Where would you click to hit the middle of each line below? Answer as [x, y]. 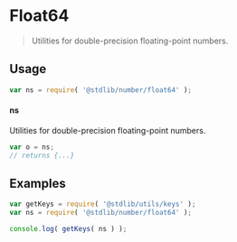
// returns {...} [42, 155]
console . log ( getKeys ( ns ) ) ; [68, 229]
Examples [38, 183]
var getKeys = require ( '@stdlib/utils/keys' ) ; [103, 204]
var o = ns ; [32, 147]
